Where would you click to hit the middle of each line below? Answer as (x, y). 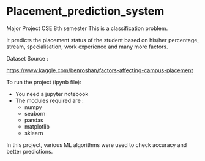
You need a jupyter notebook (52, 94)
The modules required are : (49, 100)
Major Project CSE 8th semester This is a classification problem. (87, 28)
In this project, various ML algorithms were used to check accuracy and (97, 144)
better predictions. (30, 151)
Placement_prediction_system (85, 11)
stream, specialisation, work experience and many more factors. (87, 47)
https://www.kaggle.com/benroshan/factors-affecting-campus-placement (100, 70)
